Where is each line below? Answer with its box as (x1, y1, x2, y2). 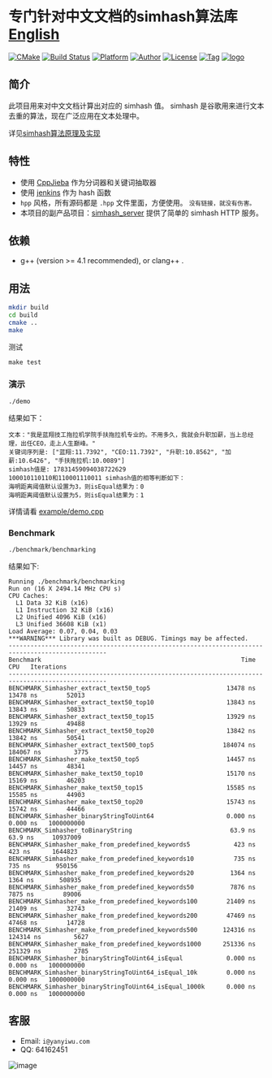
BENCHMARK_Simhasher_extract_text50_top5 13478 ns (8, 684, 256, 693)
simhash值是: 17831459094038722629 (8, 465, 127, 474)
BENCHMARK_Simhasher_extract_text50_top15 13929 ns (8, 712, 256, 721)
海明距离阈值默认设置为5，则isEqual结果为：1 (8, 491, 145, 500)
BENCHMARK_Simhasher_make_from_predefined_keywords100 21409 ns (8, 898, 256, 906)
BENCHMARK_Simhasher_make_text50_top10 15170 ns (8, 769, 256, 778)
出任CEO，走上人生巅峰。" (19, 439, 96, 448)
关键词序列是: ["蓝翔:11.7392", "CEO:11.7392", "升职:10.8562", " (8, 448, 226, 456)
